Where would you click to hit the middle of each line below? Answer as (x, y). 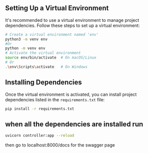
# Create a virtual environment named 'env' (52, 34)
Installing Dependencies (43, 82)
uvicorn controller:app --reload (40, 136)
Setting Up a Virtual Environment (57, 8)
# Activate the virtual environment (43, 53)
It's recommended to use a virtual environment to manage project (72, 20)
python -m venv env (25, 48)
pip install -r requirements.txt (40, 109)
